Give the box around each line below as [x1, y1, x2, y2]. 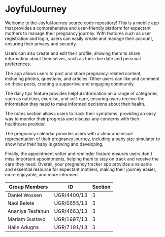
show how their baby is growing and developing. [5, 141, 103, 147]
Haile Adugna [7, 224, 39, 231]
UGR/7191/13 [54, 224, 88, 231]
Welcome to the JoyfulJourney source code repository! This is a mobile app [5, 20, 159, 26]
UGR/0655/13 [54, 199, 88, 206]
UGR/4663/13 [54, 207, 88, 214]
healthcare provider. [5, 121, 46, 127]
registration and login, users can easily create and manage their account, [5, 36, 154, 41]
